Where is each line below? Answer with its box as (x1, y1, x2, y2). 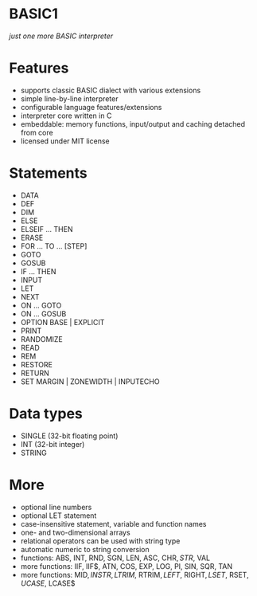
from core (20, 127, 54, 137)
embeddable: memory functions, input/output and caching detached (20, 119, 246, 128)
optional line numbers (20, 502, 92, 512)
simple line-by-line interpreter (20, 93, 119, 104)
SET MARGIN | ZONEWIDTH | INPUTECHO (20, 376, 160, 386)
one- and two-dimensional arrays (20, 527, 130, 537)
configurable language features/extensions (20, 102, 162, 112)
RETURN (20, 368, 50, 378)
